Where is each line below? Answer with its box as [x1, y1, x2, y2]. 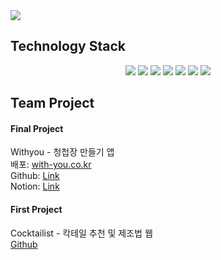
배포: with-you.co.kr [10, 159, 92, 171]
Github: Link [10, 170, 60, 182]
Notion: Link [10, 180, 60, 193]
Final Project [10, 122, 64, 134]
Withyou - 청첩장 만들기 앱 [10, 146, 115, 158]
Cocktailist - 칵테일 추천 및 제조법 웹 [10, 227, 153, 239]
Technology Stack [10, 38, 126, 55]
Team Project [10, 95, 95, 112]
